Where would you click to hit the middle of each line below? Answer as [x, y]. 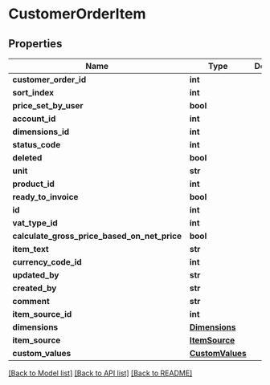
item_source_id [42, 314]
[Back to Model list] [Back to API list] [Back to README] [100, 373]
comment [31, 301]
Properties [35, 44]
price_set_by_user [48, 105]
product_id [33, 184]
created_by [35, 288]
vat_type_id [35, 223]
